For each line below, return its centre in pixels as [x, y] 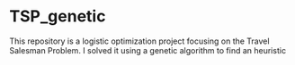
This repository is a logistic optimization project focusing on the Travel [139, 41]
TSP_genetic [58, 16]
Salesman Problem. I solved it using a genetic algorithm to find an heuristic [147, 50]
